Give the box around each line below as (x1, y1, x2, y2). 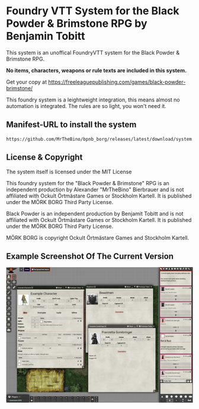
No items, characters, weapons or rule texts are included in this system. (6, 66, 187, 74)
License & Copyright (6, 153, 83, 163)
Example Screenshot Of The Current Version (6, 251, 174, 261)
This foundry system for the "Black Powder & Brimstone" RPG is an (6, 179, 170, 186)
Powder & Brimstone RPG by (6, 17, 147, 30)
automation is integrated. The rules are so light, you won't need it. (6, 102, 167, 109)
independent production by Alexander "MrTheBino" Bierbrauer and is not (6, 186, 184, 193)
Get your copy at (6, 78, 47, 85)
